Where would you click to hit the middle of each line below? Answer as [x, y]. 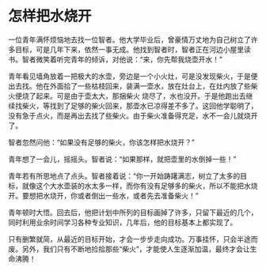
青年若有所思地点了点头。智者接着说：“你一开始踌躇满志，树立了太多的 [124, 175]
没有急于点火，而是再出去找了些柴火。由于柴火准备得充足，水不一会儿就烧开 [133, 115]
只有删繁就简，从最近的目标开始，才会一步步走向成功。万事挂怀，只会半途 [129, 239]
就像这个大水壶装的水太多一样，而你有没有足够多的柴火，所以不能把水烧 [140, 186]
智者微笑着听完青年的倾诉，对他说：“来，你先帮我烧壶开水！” [122, 59]
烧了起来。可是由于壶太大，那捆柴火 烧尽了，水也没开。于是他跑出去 [134, 96]
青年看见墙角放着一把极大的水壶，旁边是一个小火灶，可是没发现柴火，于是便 [133, 76]
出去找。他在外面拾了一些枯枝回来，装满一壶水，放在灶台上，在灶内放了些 [129, 86]
